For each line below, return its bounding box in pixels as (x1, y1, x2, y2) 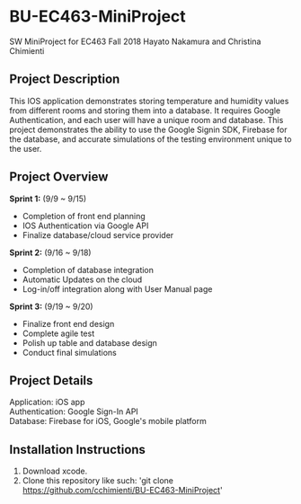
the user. (9, 143, 42, 154)
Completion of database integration (22, 264, 155, 275)
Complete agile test (22, 328, 95, 339)
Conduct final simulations (22, 347, 117, 358)
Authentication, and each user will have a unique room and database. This (9, 114, 284, 125)
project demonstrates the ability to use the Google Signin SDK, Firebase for (9, 124, 288, 135)
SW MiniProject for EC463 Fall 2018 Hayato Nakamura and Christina (9, 36, 261, 47)
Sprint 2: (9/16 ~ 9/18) (9, 247, 92, 258)
